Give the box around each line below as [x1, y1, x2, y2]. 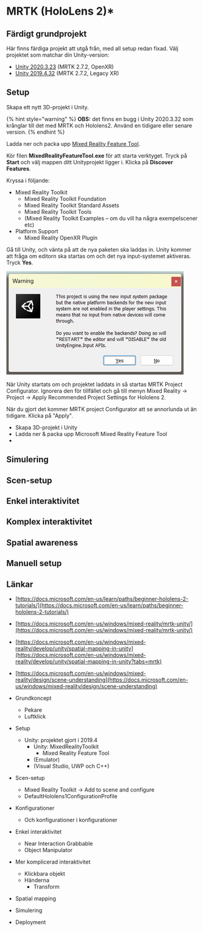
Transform [33, 883, 60, 890]
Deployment [15, 918, 46, 926]
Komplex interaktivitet [6, 517, 93, 527]
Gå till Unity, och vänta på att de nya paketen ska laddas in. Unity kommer [6, 246, 192, 253]
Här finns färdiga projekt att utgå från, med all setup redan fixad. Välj [6, 45, 179, 52]
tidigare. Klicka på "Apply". [6, 412, 73, 419]
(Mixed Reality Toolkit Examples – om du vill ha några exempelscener [24, 214, 198, 222]
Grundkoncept [15, 694, 52, 702]
